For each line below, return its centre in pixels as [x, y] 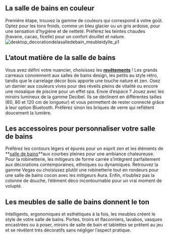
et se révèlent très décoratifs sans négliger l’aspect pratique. [68, 230]
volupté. [14, 186]
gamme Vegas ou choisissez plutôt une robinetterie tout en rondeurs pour [82, 170]
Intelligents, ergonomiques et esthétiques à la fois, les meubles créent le [80, 214]
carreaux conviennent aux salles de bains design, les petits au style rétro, [82, 75]
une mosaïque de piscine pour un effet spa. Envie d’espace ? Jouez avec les [84, 91]
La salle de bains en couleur [50, 8]
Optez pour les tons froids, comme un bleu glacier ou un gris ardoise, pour [83, 26]
